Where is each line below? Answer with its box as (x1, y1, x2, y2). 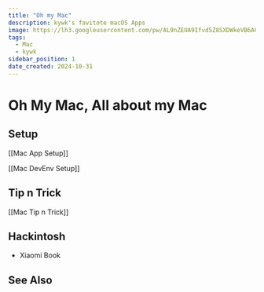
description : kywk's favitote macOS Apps (8, 19, 146, 27)
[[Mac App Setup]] (8, 148, 69, 158)
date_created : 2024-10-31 (8, 63, 93, 71)
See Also (8, 273, 53, 287)
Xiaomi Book (19, 250, 61, 260)
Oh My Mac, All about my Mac (8, 96, 207, 114)
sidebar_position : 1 (8, 56, 76, 64)
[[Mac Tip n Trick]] (8, 207, 69, 217)
